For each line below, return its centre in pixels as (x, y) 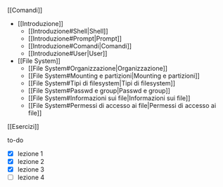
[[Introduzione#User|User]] (68, 53)
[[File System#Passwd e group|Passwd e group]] (99, 91)
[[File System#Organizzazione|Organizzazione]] (97, 68)
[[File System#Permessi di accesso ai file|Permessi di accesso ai (122, 105)
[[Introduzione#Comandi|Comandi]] (80, 46)
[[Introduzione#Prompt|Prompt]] (75, 39)
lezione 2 (31, 162)
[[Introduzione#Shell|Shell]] (68, 31)
